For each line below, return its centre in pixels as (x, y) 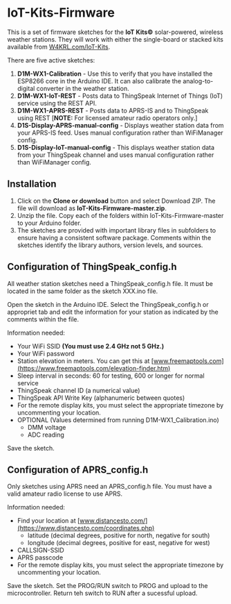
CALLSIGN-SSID (40, 551)
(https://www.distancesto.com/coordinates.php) (86, 528)
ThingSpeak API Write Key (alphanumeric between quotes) (101, 398)
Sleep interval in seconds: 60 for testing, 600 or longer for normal (111, 376)
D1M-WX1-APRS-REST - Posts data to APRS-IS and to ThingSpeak (113, 110)
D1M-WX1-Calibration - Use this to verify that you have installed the (115, 74)
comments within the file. (43, 319)
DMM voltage (47, 427)
